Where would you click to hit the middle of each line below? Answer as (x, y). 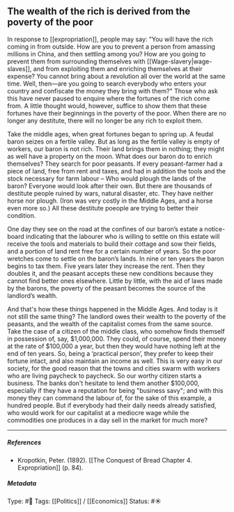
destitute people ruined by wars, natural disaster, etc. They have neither (110, 193)
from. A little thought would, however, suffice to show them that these (107, 106)
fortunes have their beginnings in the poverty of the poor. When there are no (117, 113)
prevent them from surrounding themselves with (77, 61)
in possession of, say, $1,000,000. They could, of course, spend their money (117, 339)
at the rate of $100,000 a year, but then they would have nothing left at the (114, 346)
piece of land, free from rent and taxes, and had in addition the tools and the (117, 171)
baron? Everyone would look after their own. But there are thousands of (110, 186)
